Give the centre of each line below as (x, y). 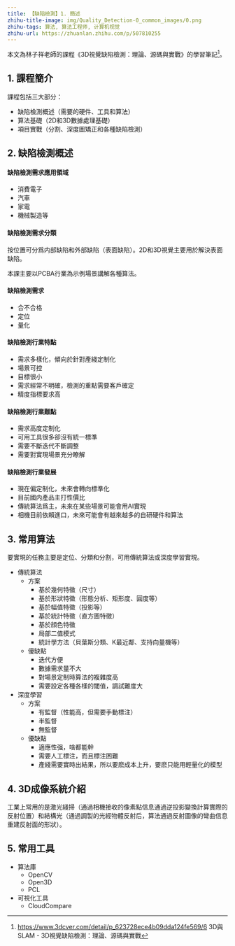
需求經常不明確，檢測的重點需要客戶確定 (76, 385)
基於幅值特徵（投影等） (72, 607)
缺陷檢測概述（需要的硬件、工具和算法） (76, 111)
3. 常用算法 (31, 539)
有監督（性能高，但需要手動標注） (87, 712)
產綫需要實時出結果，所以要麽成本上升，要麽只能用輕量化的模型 (130, 765)
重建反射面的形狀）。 (36, 824)
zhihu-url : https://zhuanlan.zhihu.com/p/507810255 (84, 33)
